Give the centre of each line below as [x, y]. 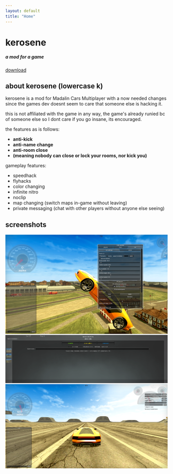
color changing [29, 187]
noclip [19, 198]
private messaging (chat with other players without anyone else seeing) [89, 208]
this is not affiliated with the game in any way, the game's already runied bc [85, 114]
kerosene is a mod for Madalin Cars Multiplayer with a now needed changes [86, 98]
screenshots [26, 225]
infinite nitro [25, 192]
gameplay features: [26, 166]
